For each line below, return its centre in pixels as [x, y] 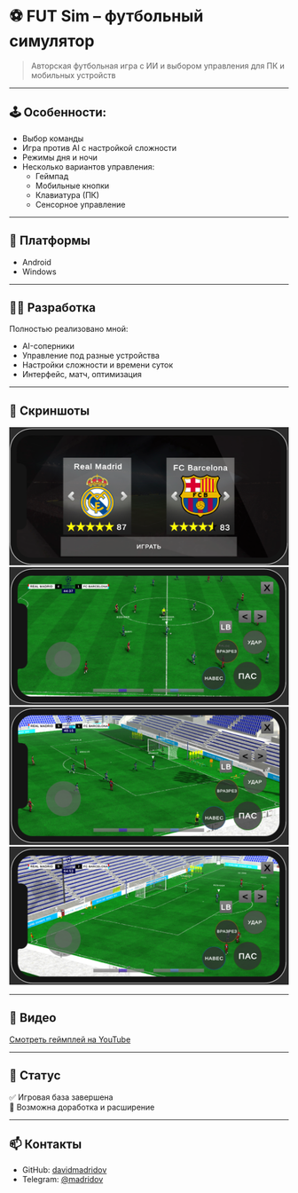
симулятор [52, 41]
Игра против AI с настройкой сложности [99, 147]
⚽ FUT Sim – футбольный [106, 16]
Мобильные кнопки [72, 186]
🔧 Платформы [50, 241]
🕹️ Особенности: [58, 112]
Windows [39, 272]
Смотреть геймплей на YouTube [70, 1039]
